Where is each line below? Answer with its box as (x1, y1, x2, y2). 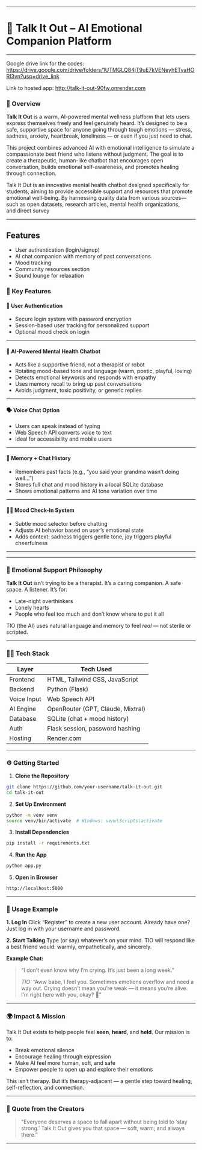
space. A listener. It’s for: (6, 586, 68, 593)
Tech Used (80, 665, 112, 673)
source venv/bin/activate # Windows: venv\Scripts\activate (6, 817, 163, 824)
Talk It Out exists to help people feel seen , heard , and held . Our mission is (6, 1028, 191, 1035)
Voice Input (9, 695, 41, 703)
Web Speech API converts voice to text (14, 429, 112, 436)
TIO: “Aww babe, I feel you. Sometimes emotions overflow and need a (20, 979, 194, 986)
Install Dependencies (14, 828, 69, 836)
